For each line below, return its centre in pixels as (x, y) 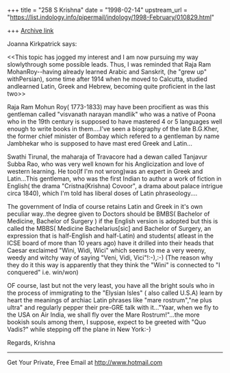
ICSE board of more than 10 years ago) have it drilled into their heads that (111, 243)
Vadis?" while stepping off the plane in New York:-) (79, 329)
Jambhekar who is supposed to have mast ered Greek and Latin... (100, 143)
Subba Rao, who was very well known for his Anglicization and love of (106, 164)
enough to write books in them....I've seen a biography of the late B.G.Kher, (113, 129)
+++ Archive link (30, 31)
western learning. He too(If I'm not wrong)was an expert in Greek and (105, 171)
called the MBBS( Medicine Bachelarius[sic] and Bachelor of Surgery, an (109, 228)
